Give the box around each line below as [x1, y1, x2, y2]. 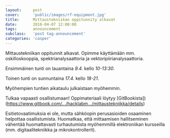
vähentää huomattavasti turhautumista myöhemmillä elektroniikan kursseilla [5, 121, 165, 127]
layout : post [5, 7, 42, 13]
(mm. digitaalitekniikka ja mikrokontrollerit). [5, 126, 96, 133]
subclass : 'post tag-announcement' [5, 31, 86, 36]
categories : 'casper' [5, 36, 52, 41]
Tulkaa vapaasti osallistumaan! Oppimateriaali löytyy [5, 95, 116, 101]
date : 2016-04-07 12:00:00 [5, 21, 77, 27]
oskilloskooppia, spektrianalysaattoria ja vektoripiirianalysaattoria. [5, 55, 144, 61]
